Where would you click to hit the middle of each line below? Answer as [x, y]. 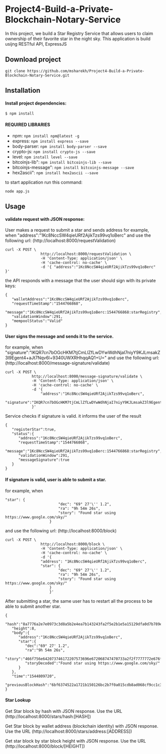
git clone [15, 71]
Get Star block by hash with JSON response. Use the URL [64, 711]
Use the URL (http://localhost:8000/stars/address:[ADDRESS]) [69, 731]
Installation [23, 91]
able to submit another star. [33, 606]
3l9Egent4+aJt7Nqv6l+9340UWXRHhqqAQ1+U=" [56, 358]
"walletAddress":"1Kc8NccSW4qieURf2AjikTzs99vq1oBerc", [70, 299]
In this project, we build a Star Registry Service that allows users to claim [79, 33]
